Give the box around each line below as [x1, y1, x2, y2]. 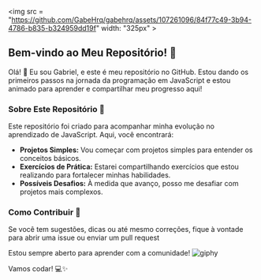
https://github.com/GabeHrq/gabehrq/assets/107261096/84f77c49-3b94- [11, 15, 252, 24]
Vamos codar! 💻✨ [8, 264, 69, 274]
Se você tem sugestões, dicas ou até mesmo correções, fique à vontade [8, 225, 244, 234]
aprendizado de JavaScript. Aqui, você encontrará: [8, 130, 174, 140]
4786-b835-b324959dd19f [8, 24, 97, 32]
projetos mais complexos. [19, 187, 103, 196]
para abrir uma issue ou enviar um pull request [8, 233, 160, 243]
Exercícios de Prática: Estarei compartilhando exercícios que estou [19, 162, 239, 172]
